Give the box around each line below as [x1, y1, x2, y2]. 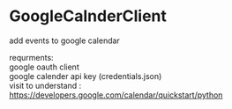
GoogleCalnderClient [9, 6, 168, 26]
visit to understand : [9, 80, 82, 91]
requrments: [9, 52, 55, 62]
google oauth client [9, 62, 79, 72]
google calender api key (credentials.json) [9, 70, 162, 81]
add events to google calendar [9, 35, 121, 46]
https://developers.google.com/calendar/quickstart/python [9, 90, 223, 100]
